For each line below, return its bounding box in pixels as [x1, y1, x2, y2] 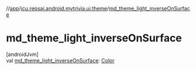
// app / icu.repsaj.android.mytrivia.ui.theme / [6, 5, 109, 12]
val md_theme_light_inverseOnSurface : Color [6, 57, 115, 64]
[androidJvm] [6, 51, 39, 58]
